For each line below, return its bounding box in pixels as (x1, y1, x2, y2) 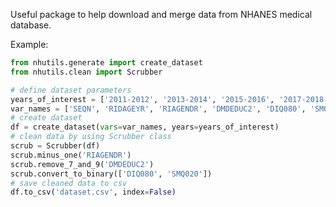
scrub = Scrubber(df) (10, 141, 101, 151)
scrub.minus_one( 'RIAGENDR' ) (10, 150, 132, 160)
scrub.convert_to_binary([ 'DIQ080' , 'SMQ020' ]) (10, 169, 213, 179)
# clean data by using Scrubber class (10, 132, 172, 142)
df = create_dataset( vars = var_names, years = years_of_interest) (10, 122, 280, 133)
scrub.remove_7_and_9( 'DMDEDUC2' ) (10, 159, 155, 169)
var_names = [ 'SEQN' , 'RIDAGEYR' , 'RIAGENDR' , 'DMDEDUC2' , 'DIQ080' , (10, 104, 307, 114)
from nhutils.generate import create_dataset (10, 58, 203, 68)
